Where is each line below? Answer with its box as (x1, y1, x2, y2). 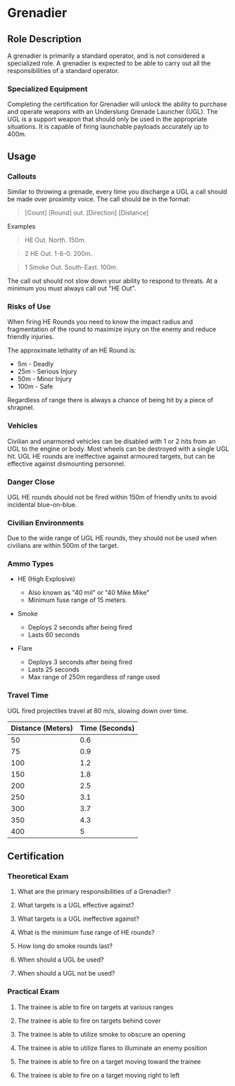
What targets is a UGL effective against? (17, 901, 135, 909)
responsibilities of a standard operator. (7, 67, 120, 75)
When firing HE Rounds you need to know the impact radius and (7, 318, 193, 326)
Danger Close (7, 477, 55, 487)
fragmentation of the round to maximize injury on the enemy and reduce (7, 325, 217, 333)
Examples (7, 222, 36, 230)
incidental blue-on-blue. (7, 500, 77, 509)
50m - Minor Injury (17, 375, 72, 383)
